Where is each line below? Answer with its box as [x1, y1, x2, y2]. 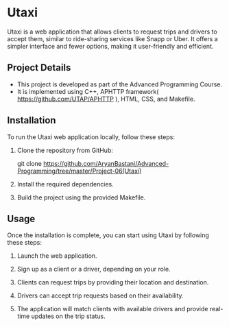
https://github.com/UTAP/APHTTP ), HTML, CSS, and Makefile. [16, 95, 195, 103]
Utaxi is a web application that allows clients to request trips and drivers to [7, 27, 217, 36]
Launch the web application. [16, 252, 97, 260]
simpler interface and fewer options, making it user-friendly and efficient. [7, 42, 214, 50]
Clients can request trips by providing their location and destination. [16, 278, 209, 287]
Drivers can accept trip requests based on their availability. [16, 291, 184, 300]
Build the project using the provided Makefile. [16, 193, 146, 202]
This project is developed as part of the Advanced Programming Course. [16, 80, 223, 88]
